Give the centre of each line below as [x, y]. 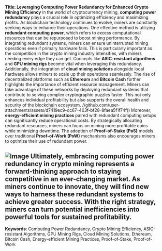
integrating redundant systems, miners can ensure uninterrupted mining [77, 43]
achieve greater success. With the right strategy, [81, 202]
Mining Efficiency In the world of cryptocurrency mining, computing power [81, 12]
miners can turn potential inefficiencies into [72, 209]
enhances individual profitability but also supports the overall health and [77, 100]
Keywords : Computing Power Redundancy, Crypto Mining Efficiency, [74, 229]
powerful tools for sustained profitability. [68, 217]
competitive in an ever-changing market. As [73, 179]
